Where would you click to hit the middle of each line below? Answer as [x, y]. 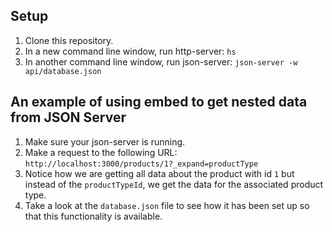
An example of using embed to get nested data [159, 102]
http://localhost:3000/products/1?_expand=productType [141, 164]
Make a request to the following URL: [101, 152]
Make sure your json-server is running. [105, 141]
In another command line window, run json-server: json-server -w [161, 61]
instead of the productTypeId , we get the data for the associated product [174, 184]
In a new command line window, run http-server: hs [130, 51]
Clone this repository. [69, 40]
